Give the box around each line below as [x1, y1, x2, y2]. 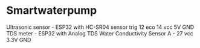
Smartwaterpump [6, 4, 97, 17]
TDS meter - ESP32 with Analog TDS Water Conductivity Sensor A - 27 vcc [6, 29, 193, 37]
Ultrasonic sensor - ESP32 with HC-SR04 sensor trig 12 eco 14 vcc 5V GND [6, 23, 195, 31]
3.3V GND [6, 36, 31, 43]
